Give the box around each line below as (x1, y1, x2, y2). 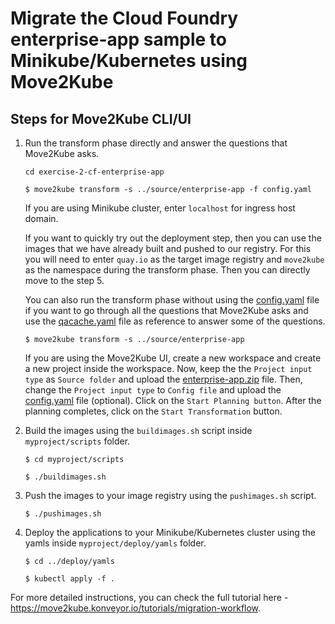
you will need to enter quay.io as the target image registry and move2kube (24, 253, 325, 265)
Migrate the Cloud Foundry (10, 7, 239, 30)
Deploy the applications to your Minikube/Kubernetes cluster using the (24, 527, 316, 538)
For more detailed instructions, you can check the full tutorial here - (10, 592, 289, 603)
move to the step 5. (24, 275, 105, 286)
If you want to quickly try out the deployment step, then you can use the (24, 232, 322, 244)
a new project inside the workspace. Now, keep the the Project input (24, 363, 313, 374)
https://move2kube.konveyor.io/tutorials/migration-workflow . (10, 602, 262, 614)
